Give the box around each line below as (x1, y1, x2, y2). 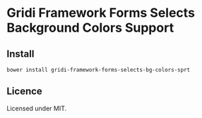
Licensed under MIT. (6, 104, 67, 112)
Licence (6, 86, 43, 98)
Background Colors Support (6, 20, 174, 36)
